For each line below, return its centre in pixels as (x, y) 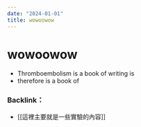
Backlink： (26, 100)
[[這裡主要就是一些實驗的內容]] (61, 117)
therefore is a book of (48, 81)
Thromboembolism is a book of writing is (76, 74)
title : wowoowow (31, 20)
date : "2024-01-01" (35, 14)
